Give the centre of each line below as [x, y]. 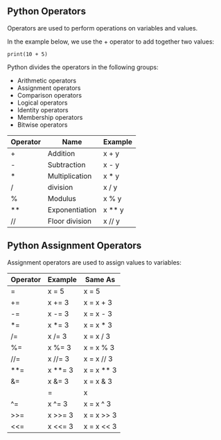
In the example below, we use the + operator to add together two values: [111, 42]
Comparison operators [49, 95]
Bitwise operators [42, 125]
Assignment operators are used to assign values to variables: [95, 262]
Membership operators [50, 117]
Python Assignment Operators [74, 246]
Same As [100, 279]
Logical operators [42, 103]
